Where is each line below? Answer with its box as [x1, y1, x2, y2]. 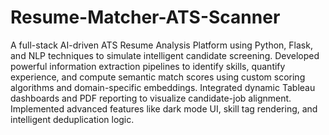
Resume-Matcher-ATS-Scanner [10, 6, 281, 29]
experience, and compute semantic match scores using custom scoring [10, 71, 306, 83]
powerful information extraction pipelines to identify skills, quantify [10, 60, 286, 72]
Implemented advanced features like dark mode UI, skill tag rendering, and [10, 102, 318, 115]
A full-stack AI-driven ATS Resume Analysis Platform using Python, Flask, [10, 39, 313, 51]
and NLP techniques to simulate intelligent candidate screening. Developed [10, 49, 320, 61]
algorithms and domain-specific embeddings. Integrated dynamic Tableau [10, 81, 316, 93]
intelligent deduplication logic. [10, 113, 135, 125]
